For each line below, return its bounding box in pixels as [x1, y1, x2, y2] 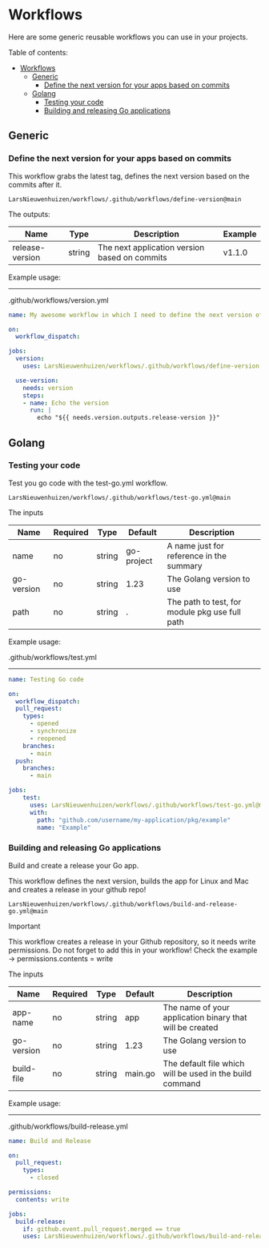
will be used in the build [163, 1068, 252, 1079]
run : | [29, 406, 52, 414]
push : [15, 757, 34, 765]
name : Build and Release [8, 1137, 91, 1145]
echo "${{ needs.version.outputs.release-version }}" [37, 414, 220, 422]
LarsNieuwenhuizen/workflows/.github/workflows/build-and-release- [8, 900, 239, 908]
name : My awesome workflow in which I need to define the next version [8, 311, 252, 319]
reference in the [167, 550, 227, 562]
